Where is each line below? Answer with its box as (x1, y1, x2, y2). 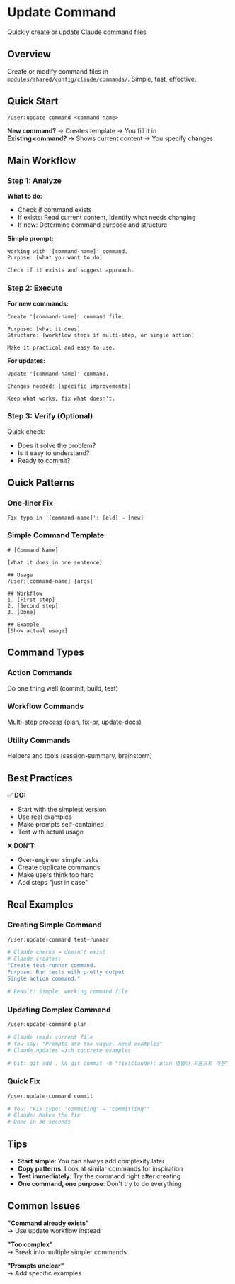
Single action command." (7, 975, 81, 982)
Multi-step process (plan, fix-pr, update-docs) (7, 718, 142, 726)
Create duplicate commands (17, 863, 101, 871)
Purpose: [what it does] (7, 325, 81, 333)
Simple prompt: (7, 235, 55, 243)
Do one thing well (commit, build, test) (7, 683, 118, 692)
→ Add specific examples (7, 1268, 82, 1277)
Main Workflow (7, 154, 76, 167)
